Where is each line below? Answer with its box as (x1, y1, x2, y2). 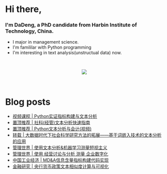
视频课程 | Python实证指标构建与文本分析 (12, 113, 97, 119)
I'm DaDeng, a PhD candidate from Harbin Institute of (5, 22, 137, 29)
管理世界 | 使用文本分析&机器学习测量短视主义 (12, 144, 108, 151)
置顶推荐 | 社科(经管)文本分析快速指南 (12, 119, 90, 126)
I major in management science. (12, 39, 79, 45)
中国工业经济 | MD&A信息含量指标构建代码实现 (12, 157, 109, 163)
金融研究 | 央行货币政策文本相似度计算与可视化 (12, 163, 109, 169)
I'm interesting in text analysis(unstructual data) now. (12, 50, 122, 56)
